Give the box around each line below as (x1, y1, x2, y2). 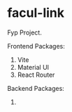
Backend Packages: (7, 84, 64, 92)
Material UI (17, 63, 50, 71)
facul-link (7, 5, 65, 21)
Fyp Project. (7, 28, 42, 37)
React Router (17, 70, 55, 79)
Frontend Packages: (7, 42, 65, 50)
